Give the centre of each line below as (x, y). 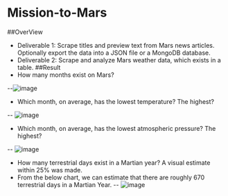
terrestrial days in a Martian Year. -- (68, 184)
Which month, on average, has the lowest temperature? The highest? (116, 101)
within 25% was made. (50, 170)
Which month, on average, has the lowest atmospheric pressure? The (116, 128)
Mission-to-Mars (57, 13)
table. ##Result (39, 67)
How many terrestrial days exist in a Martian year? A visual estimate (114, 162)
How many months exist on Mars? (65, 75)
